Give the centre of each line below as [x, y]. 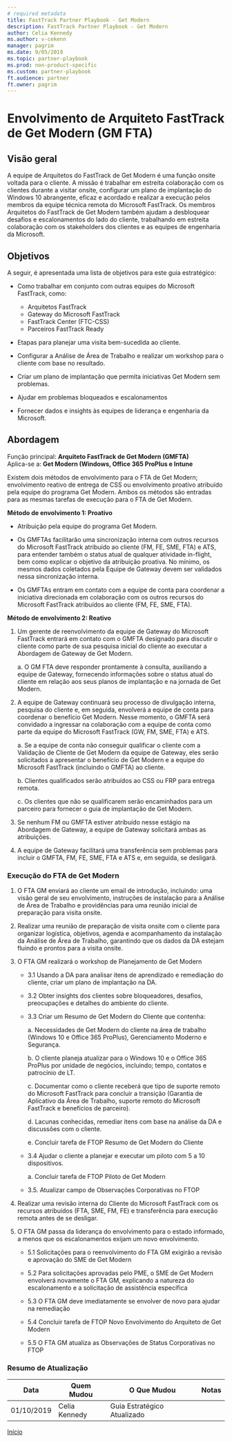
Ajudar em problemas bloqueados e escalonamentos [92, 397]
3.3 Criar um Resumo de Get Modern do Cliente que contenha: [116, 1017]
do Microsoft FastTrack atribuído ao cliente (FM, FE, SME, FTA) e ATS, [116, 547]
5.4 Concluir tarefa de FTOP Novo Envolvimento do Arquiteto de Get [124, 1322]
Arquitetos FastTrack [57, 307]
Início [15, 1432]
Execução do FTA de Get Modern [63, 875]
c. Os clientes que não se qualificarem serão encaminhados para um [115, 801]
